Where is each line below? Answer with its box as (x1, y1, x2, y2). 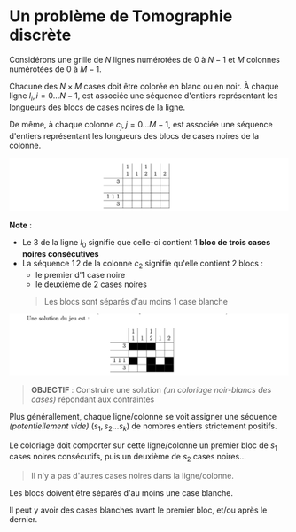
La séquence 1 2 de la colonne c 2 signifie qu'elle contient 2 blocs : (21, 258, 264, 271)
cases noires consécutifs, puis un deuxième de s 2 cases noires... (9, 451, 246, 464)
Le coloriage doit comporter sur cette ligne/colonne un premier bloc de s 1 (9, 440, 277, 452)
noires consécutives (21, 249, 99, 259)
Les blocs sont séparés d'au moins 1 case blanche (43, 297, 229, 307)
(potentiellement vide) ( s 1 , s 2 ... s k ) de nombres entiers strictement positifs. (9, 420, 277, 433)
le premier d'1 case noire (35, 270, 126, 281)
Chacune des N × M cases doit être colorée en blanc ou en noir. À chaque (9, 81, 279, 91)
